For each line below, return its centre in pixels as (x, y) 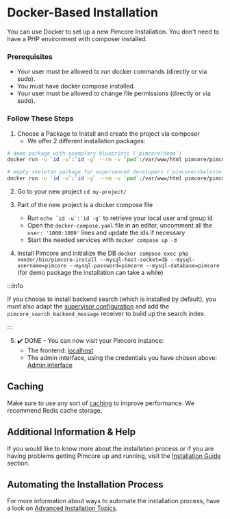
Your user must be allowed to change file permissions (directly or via (114, 93)
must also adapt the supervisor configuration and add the (88, 306)
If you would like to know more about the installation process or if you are (111, 448)
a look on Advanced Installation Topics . (62, 508)
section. (18, 463)
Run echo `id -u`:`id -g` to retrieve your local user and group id (120, 218)
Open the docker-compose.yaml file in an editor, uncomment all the (120, 226)
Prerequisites (30, 56)
